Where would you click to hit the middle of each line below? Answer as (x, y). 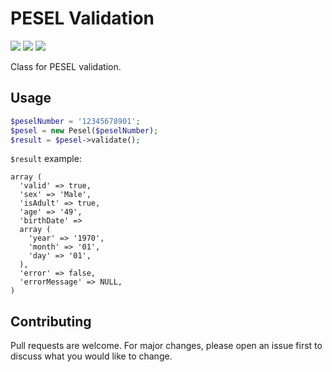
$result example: (46, 159)
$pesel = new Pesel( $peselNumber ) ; (84, 130)
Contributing (51, 321)
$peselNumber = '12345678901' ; (75, 121)
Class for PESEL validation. (66, 66)
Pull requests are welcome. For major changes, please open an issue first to (166, 346)
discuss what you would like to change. (91, 356)
